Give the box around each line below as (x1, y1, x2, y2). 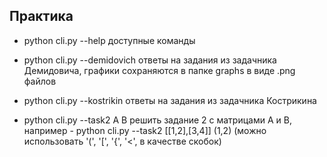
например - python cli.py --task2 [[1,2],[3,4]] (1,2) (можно (23, 124, 267, 136)
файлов (23, 75, 57, 87)
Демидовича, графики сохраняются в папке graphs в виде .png (23, 64, 296, 76)
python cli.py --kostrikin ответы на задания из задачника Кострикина (23, 94, 317, 106)
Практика (9, 8, 74, 25)
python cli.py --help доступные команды (23, 34, 196, 46)
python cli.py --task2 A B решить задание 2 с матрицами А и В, (23, 114, 292, 126)
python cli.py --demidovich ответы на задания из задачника (23, 54, 277, 66)
